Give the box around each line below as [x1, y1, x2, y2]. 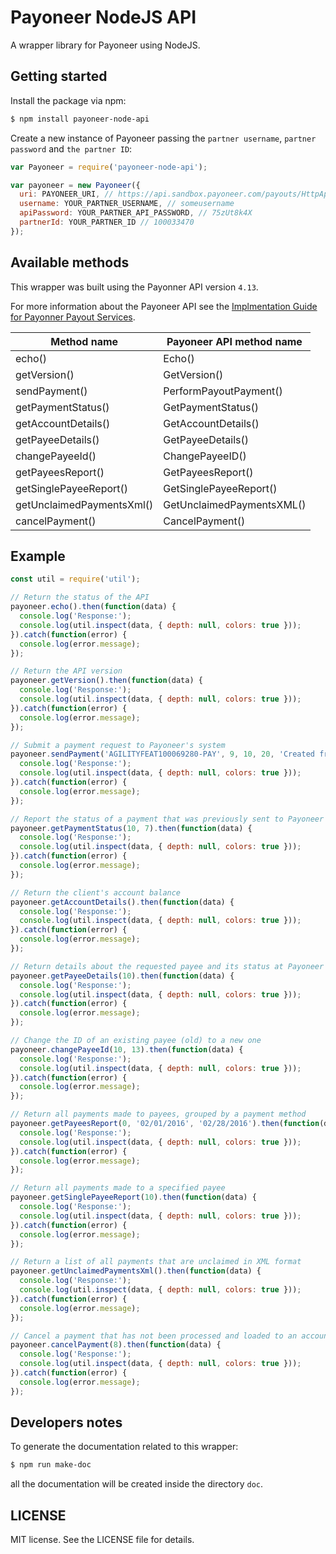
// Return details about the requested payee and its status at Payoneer [10, 961, 325, 971]
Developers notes [10, 1414, 123, 1431]
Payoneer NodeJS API [10, 6, 197, 29]
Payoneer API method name [166, 334, 303, 348]
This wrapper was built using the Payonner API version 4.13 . [10, 281, 259, 293]
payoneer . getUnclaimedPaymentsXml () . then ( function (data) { [10, 1266, 262, 1276]
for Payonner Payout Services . [10, 311, 136, 323]
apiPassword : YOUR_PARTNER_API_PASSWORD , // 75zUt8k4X [19, 208, 253, 218]
